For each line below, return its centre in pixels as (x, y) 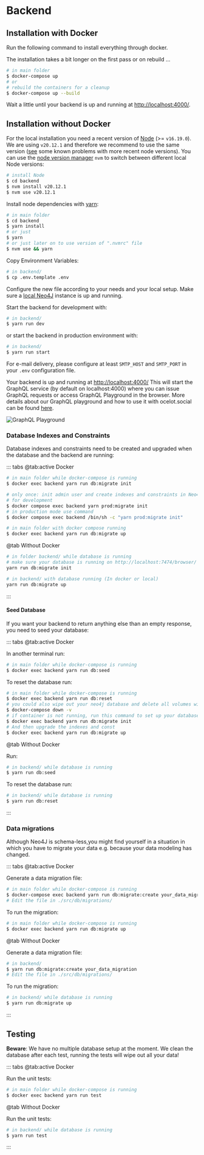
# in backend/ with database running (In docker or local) (83, 579)
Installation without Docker (59, 124)
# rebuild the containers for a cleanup (58, 87)
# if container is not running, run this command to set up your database (103, 716)
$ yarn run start (28, 352)
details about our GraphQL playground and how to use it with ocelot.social (99, 402)
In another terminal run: (36, 653)
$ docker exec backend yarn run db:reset (59, 699)
